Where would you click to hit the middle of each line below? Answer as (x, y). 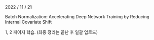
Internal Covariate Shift (28, 22)
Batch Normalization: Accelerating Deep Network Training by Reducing (77, 17)
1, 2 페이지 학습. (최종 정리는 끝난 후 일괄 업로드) (51, 32)
